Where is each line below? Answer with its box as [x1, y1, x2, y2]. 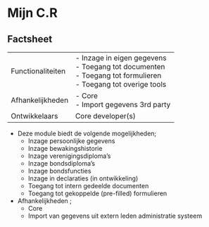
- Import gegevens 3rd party [75, 100, 171, 109]
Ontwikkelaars [11, 111, 58, 121]
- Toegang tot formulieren [75, 70, 162, 80]
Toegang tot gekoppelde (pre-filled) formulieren [27, 189, 167, 197]
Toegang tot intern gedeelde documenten [27, 182, 149, 190]
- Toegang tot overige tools [75, 80, 167, 89]
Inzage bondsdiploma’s [27, 159, 96, 167]
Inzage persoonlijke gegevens [27, 137, 115, 145]
